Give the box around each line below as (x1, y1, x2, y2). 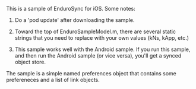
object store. (14, 59, 46, 65)
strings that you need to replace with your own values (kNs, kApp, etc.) (14, 34, 189, 41)
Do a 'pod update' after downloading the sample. (14, 17, 135, 23)
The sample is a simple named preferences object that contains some (6, 70, 176, 77)
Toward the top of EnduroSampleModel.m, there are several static (14, 28, 176, 35)
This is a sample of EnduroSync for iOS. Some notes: (6, 5, 135, 12)
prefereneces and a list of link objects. (6, 77, 100, 83)
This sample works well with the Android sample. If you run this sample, (14, 46, 191, 53)
